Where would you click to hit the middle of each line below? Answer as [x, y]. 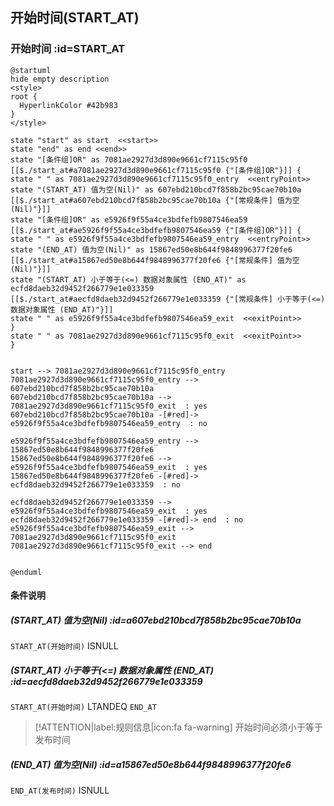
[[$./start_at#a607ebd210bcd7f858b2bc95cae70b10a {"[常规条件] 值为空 [155, 200]
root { [24, 96]
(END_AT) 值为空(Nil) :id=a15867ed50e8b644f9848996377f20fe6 [151, 764]
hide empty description [60, 79]
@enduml [26, 572]
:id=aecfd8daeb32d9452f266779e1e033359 [106, 681]
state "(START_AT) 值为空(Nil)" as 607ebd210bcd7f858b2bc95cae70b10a [156, 189]
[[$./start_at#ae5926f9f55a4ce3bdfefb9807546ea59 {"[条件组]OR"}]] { [156, 230]
